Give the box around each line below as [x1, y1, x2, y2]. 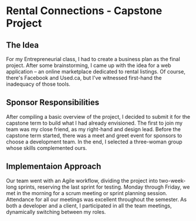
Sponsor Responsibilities [6, 98, 100, 108]
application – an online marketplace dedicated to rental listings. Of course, [6, 68, 186, 75]
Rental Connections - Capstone [6, 4, 163, 18]
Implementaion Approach [6, 162, 102, 172]
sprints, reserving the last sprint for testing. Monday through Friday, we [18, 183, 190, 190]
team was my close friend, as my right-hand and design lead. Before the [6, 125, 181, 133]
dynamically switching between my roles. [6, 208, 106, 215]
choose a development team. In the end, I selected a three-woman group [6, 138, 183, 145]
